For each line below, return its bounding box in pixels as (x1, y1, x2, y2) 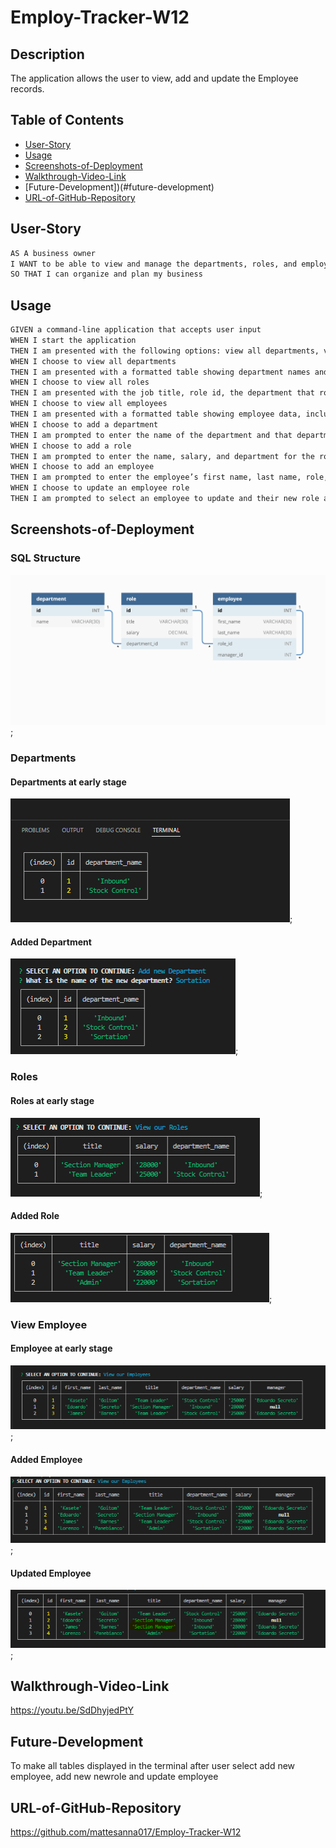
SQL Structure (10, 551, 81, 565)
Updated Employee (10, 1567, 92, 1579)
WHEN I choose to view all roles (10, 377, 150, 388)
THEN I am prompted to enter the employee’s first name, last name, (10, 472, 302, 483)
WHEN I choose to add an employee (10, 462, 155, 472)
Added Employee (10, 1454, 83, 1466)
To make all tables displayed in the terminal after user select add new (10, 1760, 296, 1772)
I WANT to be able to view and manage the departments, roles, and (10, 259, 298, 269)
